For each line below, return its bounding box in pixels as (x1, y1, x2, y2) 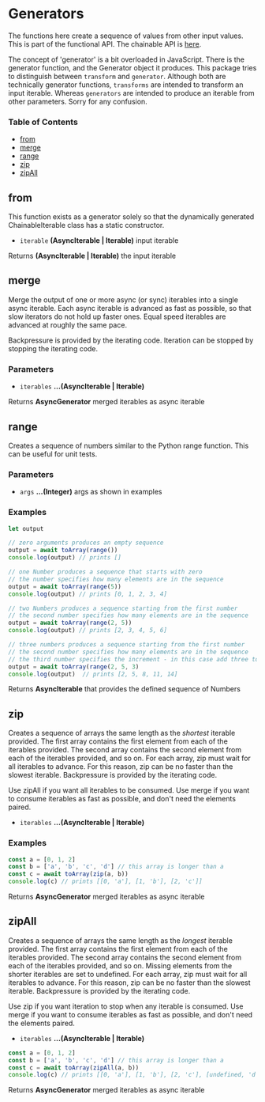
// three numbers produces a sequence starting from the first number (8, 641, 245, 649)
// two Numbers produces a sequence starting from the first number (8, 604, 238, 612)
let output (8, 524, 44, 532)
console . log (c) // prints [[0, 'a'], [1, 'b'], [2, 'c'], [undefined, (8, 1071, 245, 1079)
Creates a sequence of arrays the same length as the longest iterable (8, 935, 233, 945)
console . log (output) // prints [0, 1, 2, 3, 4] (8, 590, 168, 598)
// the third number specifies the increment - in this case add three (8, 655, 248, 663)
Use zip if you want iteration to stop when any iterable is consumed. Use (8, 1002, 244, 1011)
